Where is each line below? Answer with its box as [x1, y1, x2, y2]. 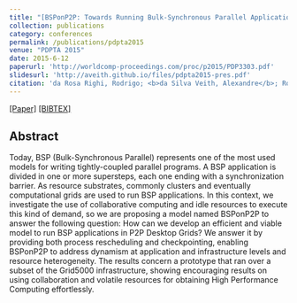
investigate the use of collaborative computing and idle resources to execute [9, 199, 288, 210]
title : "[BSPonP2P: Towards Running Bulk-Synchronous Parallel [9, 12, 247, 22]
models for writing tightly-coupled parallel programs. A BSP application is [9, 161, 277, 173]
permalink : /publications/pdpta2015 [9, 37, 144, 47]
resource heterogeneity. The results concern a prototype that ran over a [9, 256, 271, 267]
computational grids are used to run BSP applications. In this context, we [9, 190, 274, 200]
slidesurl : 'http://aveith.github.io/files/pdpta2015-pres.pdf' [9, 71, 251, 80]
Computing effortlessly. [9, 284, 95, 295]
